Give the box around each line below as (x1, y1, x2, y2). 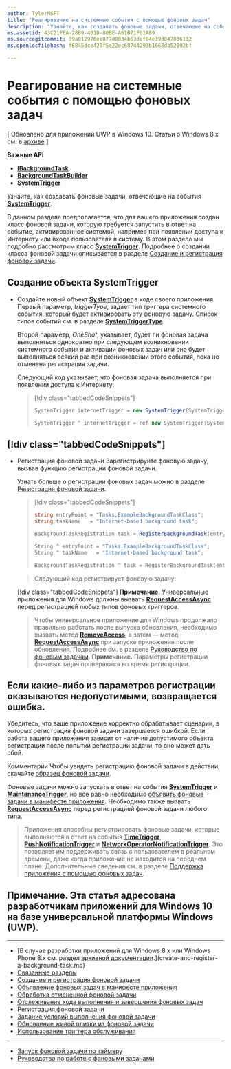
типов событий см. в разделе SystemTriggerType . (16, 317, 165, 325)
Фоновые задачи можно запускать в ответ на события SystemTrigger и (7, 783, 218, 791)
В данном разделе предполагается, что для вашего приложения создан (7, 212, 219, 221)
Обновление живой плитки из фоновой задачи (16, 1020, 155, 1028)
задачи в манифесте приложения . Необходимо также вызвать (7, 797, 191, 806)
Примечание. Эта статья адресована (7, 889, 176, 901)
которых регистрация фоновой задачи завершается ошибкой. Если (7, 727, 206, 735)
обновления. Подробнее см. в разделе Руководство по (34, 645, 198, 653)
